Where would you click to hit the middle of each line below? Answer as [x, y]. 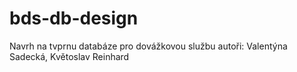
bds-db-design [74, 18]
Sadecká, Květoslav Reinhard [69, 56]
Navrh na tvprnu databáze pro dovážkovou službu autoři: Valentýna [148, 46]
